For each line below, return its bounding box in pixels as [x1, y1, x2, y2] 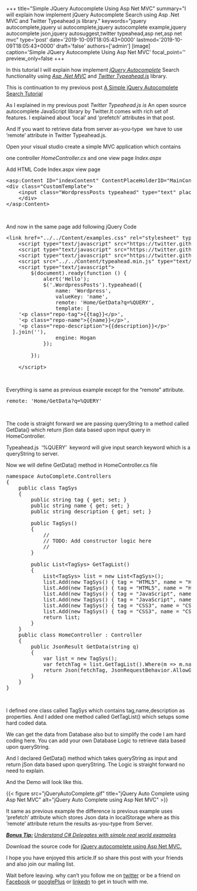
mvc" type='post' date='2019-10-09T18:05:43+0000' [6, 36, 136, 43]
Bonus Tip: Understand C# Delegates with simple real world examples [6, 832, 176, 838]
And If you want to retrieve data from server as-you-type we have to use [6, 126, 183, 132]
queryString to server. [6, 450, 59, 457]
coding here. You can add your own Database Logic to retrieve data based [6, 737, 186, 744]
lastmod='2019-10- [137, 36, 183, 43]
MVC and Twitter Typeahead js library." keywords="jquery [6, 18, 147, 24]
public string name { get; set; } [30, 503, 130, 509]
